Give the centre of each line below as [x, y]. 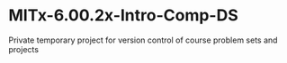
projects [24, 49]
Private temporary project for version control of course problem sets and [143, 40]
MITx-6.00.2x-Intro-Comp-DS [124, 16]
